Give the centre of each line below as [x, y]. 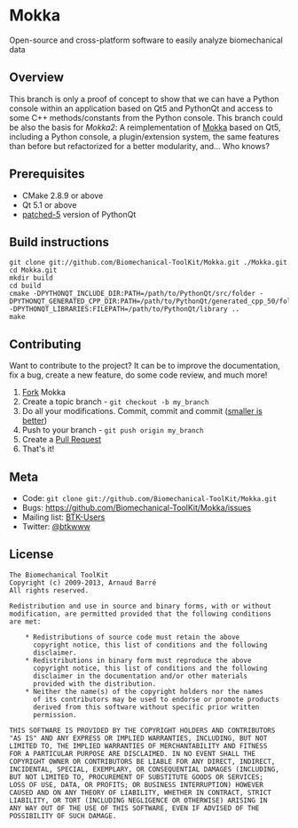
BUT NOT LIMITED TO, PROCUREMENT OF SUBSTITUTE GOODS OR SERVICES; [137, 777]
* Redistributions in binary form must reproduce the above [138, 660]
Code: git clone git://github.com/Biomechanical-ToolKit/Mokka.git [149, 498]
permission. [55, 715]
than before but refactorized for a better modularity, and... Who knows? [140, 146]
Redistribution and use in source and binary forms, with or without [141, 606]
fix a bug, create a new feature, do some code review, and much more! [138, 375]
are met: [25, 621]
